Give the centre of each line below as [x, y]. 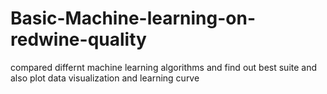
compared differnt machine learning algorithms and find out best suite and [164, 67]
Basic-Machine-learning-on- [133, 18]
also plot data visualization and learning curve [105, 78]
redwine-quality [78, 39]
